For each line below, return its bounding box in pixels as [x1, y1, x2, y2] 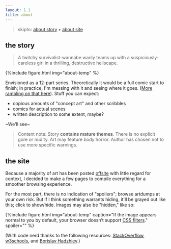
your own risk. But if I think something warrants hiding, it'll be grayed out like [5, 196, 166, 203]
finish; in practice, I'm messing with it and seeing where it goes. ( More [5, 85, 153, 91]
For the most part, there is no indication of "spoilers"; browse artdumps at [5, 191, 160, 197]
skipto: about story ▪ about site [17, 26, 83, 32]
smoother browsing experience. [5, 181, 72, 187]
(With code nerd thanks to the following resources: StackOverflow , [5, 233, 145, 239]
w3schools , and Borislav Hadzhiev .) [5, 238, 80, 244]
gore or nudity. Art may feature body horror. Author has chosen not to [17, 136, 164, 143]
